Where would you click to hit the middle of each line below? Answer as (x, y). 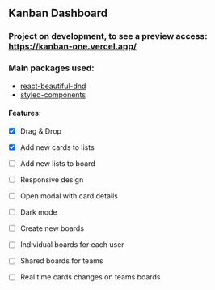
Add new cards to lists (57, 147)
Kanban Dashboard (58, 13)
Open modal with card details (69, 196)
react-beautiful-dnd (53, 86)
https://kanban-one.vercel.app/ (73, 46)
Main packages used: (51, 68)
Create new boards (52, 228)
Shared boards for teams (61, 261)
